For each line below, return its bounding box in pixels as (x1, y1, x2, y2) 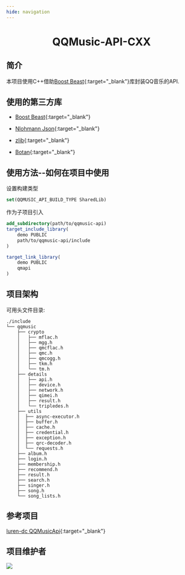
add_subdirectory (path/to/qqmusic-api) (6, 221, 107, 227)
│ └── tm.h (17, 366, 50, 372)
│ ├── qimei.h (17, 392, 59, 398)
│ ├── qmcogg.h (17, 355, 61, 362)
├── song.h (17, 487, 45, 493)
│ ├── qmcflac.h (17, 345, 63, 351)
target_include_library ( (6, 226, 69, 232)
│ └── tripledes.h (17, 403, 69, 409)
